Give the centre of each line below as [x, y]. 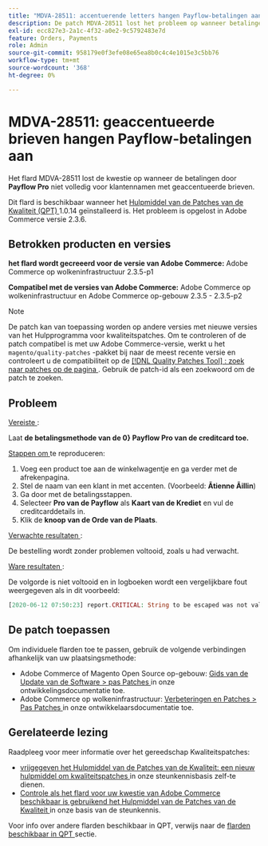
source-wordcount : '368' [49, 68]
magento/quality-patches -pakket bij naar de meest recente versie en [122, 352]
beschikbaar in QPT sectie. [53, 834]
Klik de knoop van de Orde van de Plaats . [89, 520]
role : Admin [28, 46]
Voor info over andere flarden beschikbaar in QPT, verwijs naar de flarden [130, 825]
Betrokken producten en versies [90, 244]
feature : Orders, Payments [53, 38]
